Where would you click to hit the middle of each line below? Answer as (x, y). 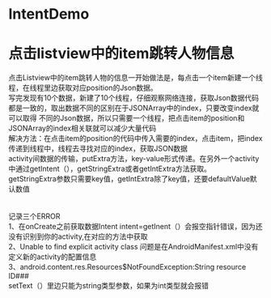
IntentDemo (49, 14)
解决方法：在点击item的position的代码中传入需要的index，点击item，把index (135, 138)
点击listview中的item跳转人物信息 (121, 54)
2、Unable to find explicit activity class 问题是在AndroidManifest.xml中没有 (133, 247)
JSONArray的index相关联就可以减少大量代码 (82, 128)
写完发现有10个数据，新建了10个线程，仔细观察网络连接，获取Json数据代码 (134, 98)
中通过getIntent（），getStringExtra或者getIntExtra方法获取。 (110, 169)
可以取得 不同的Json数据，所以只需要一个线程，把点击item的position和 (127, 118)
